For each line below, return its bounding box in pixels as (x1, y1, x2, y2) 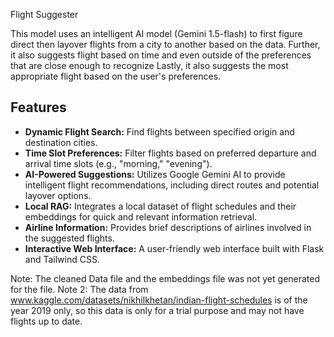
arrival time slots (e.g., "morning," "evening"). (24, 157, 213, 169)
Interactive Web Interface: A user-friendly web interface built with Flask (24, 242, 325, 254)
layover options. (24, 189, 92, 201)
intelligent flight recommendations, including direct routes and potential (24, 179, 320, 191)
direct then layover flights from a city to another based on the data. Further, (10, 39, 321, 50)
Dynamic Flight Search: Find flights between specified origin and (24, 125, 295, 138)
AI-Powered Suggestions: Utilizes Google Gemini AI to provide (24, 168, 286, 180)
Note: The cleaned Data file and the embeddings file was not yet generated (10, 272, 321, 284)
